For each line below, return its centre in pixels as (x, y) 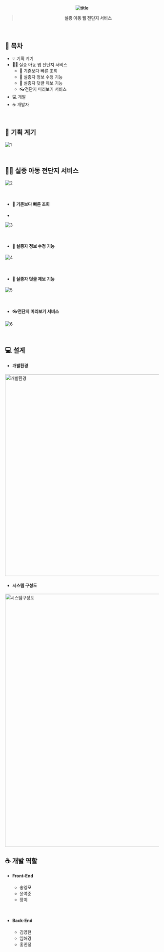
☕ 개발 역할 (21, 861)
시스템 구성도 (25, 585)
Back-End (22, 921)
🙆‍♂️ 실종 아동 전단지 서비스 (42, 171)
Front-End (22, 876)
